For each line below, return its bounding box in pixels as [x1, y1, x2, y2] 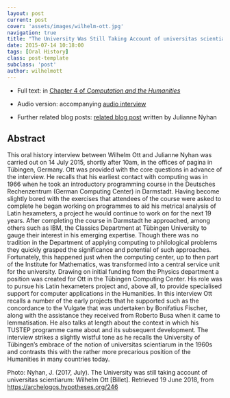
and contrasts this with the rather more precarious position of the [7, 348, 191, 356]
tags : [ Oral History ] [7, 49, 69, 56]
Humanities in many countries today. [7, 355, 110, 364]
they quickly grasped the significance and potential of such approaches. [7, 246, 212, 254]
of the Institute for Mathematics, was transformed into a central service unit [7, 260, 220, 268]
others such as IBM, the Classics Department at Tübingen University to [7, 224, 207, 232]
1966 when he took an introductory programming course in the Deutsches [7, 180, 216, 189]
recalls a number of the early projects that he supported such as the [7, 296, 200, 305]
